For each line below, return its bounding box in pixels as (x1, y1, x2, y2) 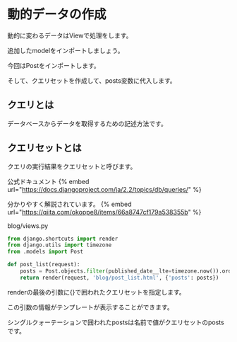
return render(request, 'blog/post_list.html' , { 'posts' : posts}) (20, 274, 219, 281)
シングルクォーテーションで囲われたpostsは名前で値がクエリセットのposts (7, 318, 224, 326)
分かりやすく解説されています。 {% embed (7, 200, 132, 208)
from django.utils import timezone (7, 241, 112, 249)
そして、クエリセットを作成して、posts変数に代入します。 (7, 76, 176, 85)
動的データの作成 (7, 6, 107, 23)
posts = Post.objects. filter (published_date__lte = (20, 268, 172, 275)
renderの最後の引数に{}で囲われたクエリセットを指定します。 (7, 287, 186, 296)
